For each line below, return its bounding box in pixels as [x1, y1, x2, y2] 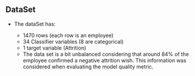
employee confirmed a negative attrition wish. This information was [22, 57, 187, 64]
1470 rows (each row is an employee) [22, 32, 114, 39]
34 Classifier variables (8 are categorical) [22, 38, 124, 45]
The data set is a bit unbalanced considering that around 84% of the [22, 50, 189, 58]
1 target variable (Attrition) [22, 44, 87, 51]
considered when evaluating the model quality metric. [22, 63, 154, 70]
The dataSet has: [14, 20, 56, 27]
